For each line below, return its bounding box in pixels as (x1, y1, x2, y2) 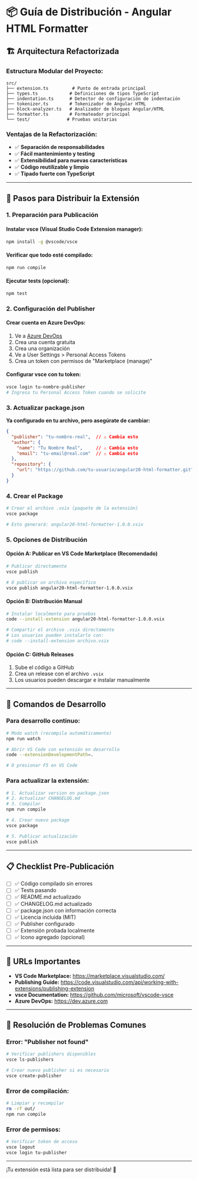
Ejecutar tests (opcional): (6, 277, 70, 284)
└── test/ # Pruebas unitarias (6, 116, 117, 122)
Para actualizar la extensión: (6, 776, 90, 785)
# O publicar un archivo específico (6, 579, 96, 585)
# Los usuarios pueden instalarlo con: (6, 633, 104, 639)
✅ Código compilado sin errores (14, 880, 93, 888)
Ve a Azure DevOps (14, 332, 62, 339)
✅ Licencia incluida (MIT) (14, 914, 77, 921)
